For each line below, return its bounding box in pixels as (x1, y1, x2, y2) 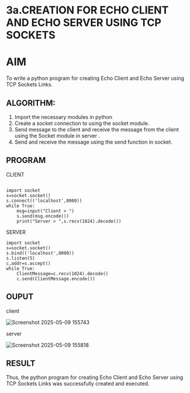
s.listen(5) (6, 255, 35, 261)
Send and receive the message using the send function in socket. (14, 138, 172, 145)
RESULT (6, 358, 36, 368)
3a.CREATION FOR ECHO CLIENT (6, 4, 169, 17)
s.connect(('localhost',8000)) (6, 198, 82, 204)
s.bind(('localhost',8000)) (6, 250, 75, 256)
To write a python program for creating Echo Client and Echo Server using (6, 74, 185, 82)
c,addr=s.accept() (6, 260, 51, 266)
